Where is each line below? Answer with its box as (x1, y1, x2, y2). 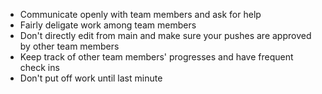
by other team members (19, 40, 120, 52)
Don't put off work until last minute (19, 72, 163, 84)
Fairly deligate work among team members (19, 19, 197, 31)
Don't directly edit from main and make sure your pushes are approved (19, 30, 312, 41)
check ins (19, 62, 60, 73)
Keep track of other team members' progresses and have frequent (19, 51, 294, 63)
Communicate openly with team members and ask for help (19, 9, 262, 20)
